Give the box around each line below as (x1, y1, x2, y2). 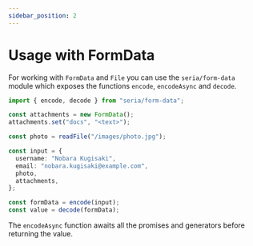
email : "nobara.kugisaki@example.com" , (15, 161, 149, 170)
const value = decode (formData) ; (8, 206, 120, 214)
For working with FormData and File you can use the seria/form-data (8, 73, 235, 82)
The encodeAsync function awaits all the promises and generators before (8, 220, 246, 230)
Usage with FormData (8, 46, 155, 64)
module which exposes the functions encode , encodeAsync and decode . (8, 81, 237, 90)
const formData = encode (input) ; (8, 199, 120, 207)
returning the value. (8, 229, 74, 239)
